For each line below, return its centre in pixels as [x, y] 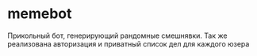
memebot [40, 14]
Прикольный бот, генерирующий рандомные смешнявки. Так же [117, 35]
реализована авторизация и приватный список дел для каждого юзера [128, 43]
